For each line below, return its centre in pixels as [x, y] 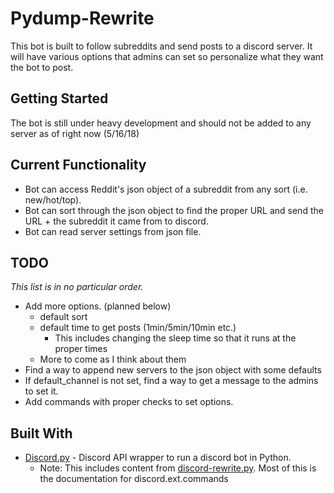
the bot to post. [42, 67]
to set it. [41, 391]
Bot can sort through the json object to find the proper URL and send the [174, 210]
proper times [81, 349]
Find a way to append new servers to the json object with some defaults [173, 370]
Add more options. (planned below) [98, 306]
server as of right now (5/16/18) [75, 133]
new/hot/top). [53, 199]
